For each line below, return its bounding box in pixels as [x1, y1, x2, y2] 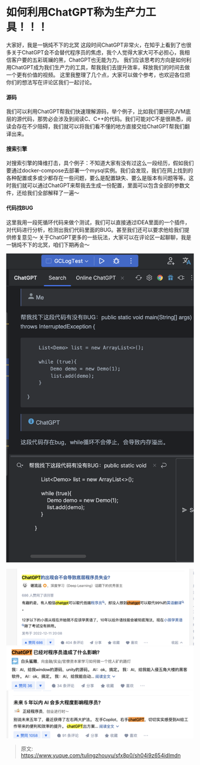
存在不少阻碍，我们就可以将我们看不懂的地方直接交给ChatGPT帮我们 [16, 123, 185, 130]
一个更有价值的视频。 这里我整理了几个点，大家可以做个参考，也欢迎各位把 [6, 71, 190, 78]
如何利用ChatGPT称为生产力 [6, 5, 146, 19]
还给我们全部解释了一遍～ [16, 189, 79, 197]
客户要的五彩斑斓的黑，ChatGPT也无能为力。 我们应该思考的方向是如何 [11, 56, 186, 63]
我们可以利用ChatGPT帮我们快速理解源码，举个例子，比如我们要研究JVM [6, 108, 186, 115]
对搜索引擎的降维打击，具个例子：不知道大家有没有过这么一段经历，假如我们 [6, 160, 194, 167]
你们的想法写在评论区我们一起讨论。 [6, 78, 95, 85]
